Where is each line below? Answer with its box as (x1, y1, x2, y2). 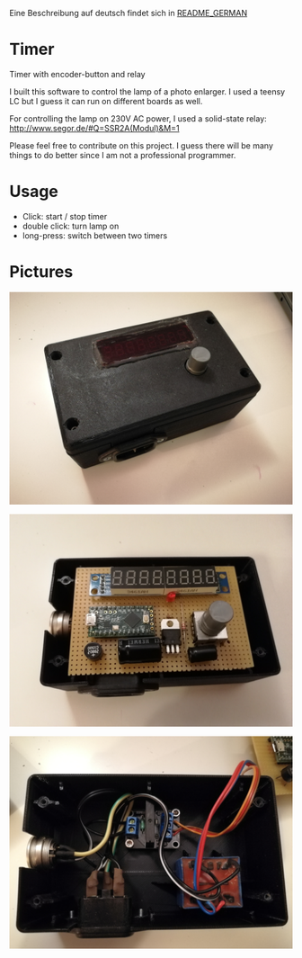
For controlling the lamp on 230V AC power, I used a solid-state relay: (9, 112, 267, 124)
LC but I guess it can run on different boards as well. (9, 95, 203, 106)
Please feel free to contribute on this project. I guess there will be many (9, 139, 274, 151)
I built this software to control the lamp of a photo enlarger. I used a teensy (9, 85, 286, 97)
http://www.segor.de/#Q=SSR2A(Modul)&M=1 (9, 122, 180, 133)
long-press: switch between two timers (22, 229, 168, 241)
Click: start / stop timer (22, 210, 108, 221)
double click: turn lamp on (22, 220, 120, 231)
